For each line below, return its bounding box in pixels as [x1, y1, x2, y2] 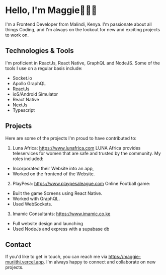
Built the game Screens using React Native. [12, 190, 102, 196]
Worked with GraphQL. [12, 195, 60, 201]
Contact [5, 240, 31, 249]
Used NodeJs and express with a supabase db [12, 226, 110, 232]
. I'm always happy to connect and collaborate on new [43, 259, 156, 265]
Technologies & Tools [5, 46, 74, 55]
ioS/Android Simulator [12, 91, 58, 97]
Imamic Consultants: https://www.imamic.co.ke [12, 211, 111, 217]
